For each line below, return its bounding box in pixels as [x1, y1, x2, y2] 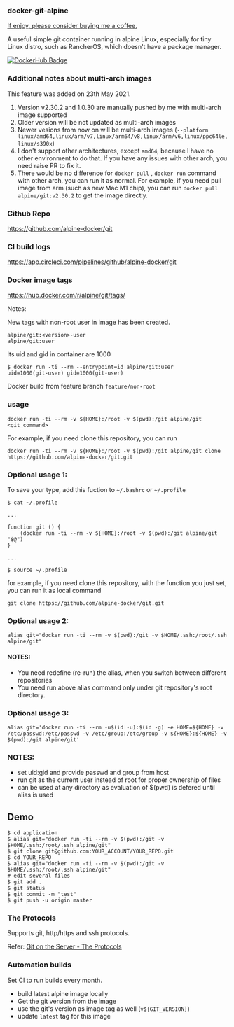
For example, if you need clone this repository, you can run [7, 433, 177, 442]
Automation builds [7, 960, 72, 970]
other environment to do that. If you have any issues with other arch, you [17, 153, 228, 162]
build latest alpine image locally [17, 989, 109, 998]
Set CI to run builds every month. [7, 976, 103, 984]
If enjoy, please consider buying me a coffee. [7, 22, 138, 30]
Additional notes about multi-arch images [7, 74, 152, 83]
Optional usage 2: [7, 616, 69, 625]
